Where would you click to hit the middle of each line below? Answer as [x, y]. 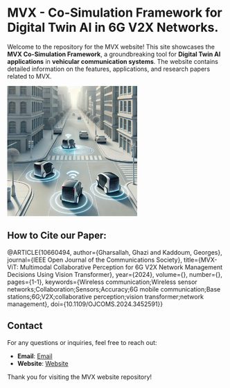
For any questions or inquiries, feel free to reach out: [82, 342]
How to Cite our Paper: [57, 236]
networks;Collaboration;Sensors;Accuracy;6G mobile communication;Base [114, 289]
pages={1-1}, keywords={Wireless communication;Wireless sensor [102, 282]
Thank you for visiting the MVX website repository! [80, 377]
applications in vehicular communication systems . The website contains [113, 61]
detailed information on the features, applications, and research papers [109, 69]
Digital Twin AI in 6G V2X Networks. [113, 27]
